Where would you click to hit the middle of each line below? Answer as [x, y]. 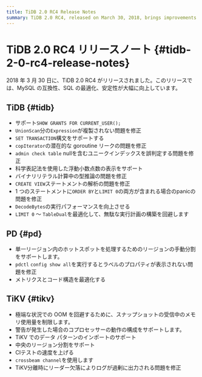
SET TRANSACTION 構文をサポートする [59, 138]
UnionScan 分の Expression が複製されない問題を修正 [78, 131]
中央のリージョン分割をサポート [55, 345]
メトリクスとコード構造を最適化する [60, 280]
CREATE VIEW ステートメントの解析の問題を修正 [72, 184]
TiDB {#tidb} [30, 107]
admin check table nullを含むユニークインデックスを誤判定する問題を [102, 153]
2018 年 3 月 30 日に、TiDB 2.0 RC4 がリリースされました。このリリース [97, 80]
